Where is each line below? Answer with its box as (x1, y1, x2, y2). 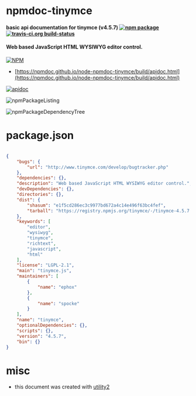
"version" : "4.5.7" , (16, 333, 67, 339)
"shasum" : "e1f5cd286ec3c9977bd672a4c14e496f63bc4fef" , (27, 202, 166, 208)
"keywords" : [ (16, 219, 51, 225)
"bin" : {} (16, 339, 41, 344)
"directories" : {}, (16, 192, 64, 198)
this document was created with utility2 (14, 383, 110, 391)
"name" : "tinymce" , (16, 317, 64, 323)
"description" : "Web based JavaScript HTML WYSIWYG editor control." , (16, 181, 192, 187)
